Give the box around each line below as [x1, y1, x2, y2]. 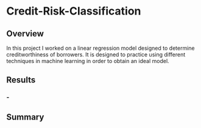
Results [6, 75, 36, 86]
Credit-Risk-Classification [6, 4, 141, 18]
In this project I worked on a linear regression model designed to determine [6, 44, 195, 52]
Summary [6, 112, 44, 122]
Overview [6, 29, 44, 39]
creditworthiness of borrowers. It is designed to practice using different [6, 51, 186, 58]
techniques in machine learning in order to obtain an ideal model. [6, 58, 169, 64]
